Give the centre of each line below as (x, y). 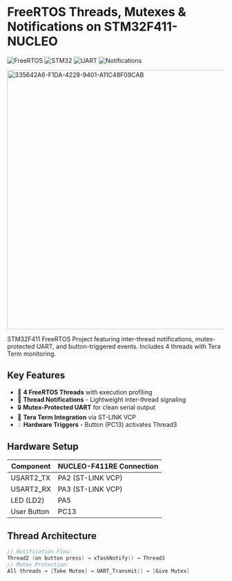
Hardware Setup (43, 447)
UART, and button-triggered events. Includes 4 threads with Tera (128, 346)
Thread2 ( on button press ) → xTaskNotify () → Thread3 (86, 558)
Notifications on (54, 27)
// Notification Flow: (40, 552)
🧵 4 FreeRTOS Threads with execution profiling (85, 392)
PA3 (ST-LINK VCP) (90, 489)
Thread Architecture (52, 536)
